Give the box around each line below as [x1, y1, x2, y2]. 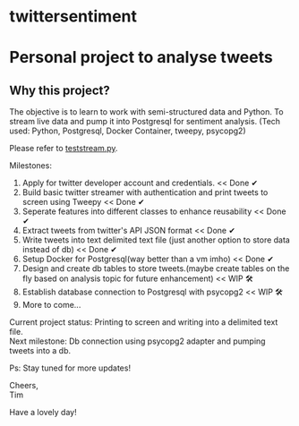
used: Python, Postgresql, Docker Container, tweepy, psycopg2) [9, 125, 246, 136]
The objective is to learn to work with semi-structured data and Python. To [9, 106, 284, 117]
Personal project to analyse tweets [9, 47, 273, 68]
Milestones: [9, 160, 52, 171]
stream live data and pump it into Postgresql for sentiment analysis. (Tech [9, 116, 280, 127]
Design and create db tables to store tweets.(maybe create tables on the [21, 263, 290, 274]
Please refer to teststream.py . [9, 143, 118, 154]
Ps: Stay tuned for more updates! [9, 362, 132, 373]
